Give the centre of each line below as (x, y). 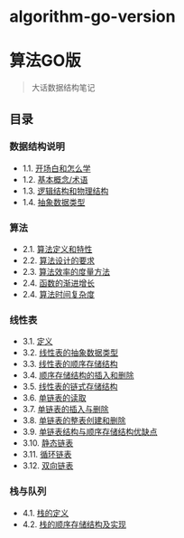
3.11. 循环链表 (47, 455)
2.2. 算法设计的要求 (58, 260)
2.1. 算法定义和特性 (57, 250)
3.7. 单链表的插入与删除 (66, 410)
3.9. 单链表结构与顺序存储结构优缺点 (90, 432)
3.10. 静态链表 (48, 443)
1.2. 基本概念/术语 (55, 179)
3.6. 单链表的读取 (54, 398)
